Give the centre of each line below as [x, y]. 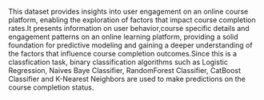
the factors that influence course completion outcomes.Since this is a [123, 54]
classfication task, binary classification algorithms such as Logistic [118, 62]
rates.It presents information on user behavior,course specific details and [129, 28]
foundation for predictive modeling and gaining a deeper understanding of [131, 45]
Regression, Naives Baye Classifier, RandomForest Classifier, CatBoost [125, 70]
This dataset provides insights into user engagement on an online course [128, 12]
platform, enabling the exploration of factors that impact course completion [132, 20]
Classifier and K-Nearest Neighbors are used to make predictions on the [127, 79]
